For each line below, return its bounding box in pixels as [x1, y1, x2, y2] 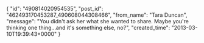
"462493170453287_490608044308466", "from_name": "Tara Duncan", [6, 11, 188, 19]
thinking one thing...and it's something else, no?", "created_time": [6, 24, 171, 31]
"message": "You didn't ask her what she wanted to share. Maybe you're [6, 18, 189, 24]
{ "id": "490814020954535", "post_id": [6, 5, 104, 12]
